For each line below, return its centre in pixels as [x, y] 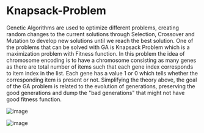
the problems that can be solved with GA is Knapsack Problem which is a [98, 47]
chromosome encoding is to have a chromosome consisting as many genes [101, 60]
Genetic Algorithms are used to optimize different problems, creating [93, 28]
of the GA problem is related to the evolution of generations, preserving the [101, 86]
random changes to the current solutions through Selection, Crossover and [100, 34]
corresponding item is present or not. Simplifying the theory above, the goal [102, 80]
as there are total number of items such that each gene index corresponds [100, 66]
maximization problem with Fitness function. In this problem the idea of [96, 53]
